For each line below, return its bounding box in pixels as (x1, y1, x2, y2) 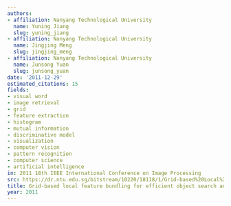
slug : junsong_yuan (13, 67, 69, 74)
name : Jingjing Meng (13, 42, 72, 49)
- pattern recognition (7, 150, 72, 158)
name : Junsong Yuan (13, 61, 69, 68)
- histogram (7, 118, 41, 126)
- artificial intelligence (7, 163, 85, 170)
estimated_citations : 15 (7, 80, 78, 87)
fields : (7, 87, 30, 93)
